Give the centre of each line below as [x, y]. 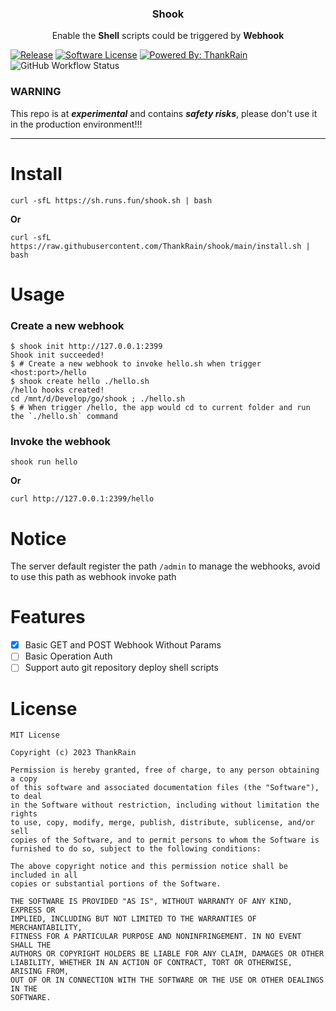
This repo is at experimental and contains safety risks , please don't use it [164, 113]
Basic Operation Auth [68, 656]
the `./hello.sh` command [64, 417]
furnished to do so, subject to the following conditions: [136, 849]
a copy [24, 779]
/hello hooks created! [57, 390]
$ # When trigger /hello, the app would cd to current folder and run [160, 408]
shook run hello [44, 462]
